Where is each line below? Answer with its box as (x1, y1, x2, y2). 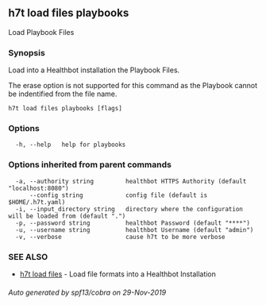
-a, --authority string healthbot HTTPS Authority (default (15, 177, 247, 185)
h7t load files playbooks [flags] (8, 105, 123, 113)
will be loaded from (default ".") (8, 212, 126, 220)
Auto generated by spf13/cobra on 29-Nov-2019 (8, 288, 167, 297)
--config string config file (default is (29, 191, 208, 199)
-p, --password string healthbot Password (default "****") (15, 218, 250, 227)
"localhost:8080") (8, 184, 69, 192)
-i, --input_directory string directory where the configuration (15, 205, 244, 213)
